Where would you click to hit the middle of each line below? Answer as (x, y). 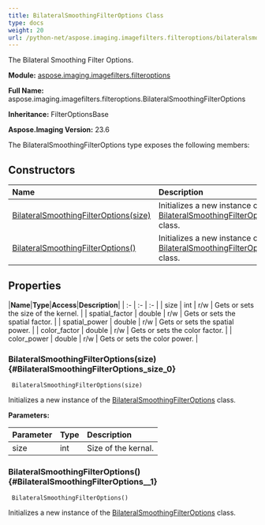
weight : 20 (26, 30)
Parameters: (29, 415)
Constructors (42, 170)
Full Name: (26, 91)
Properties (35, 286)
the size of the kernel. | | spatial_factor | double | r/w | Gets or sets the (122, 313)
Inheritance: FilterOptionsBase (58, 115)
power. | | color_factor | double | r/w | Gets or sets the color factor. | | (120, 330)
